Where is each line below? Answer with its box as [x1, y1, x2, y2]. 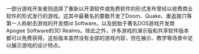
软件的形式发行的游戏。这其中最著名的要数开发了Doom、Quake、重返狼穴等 [6, 12, 192, 19]
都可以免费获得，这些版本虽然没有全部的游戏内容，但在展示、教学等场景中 [6, 35, 188, 41]
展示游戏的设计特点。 [11, 42, 63, 49]
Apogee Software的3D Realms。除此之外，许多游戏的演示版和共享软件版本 [6, 27, 190, 34]
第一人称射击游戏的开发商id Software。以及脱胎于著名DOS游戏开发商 [6, 20, 175, 26]
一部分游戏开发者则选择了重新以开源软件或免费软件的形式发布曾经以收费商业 [6, 5, 193, 12]
